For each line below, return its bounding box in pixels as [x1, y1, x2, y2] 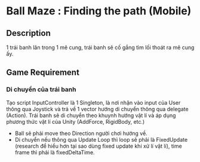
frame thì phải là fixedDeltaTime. [14, 148, 95, 156]
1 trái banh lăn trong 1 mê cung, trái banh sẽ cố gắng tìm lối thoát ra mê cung [6, 44, 195, 51]
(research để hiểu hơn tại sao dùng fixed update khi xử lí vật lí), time [14, 142, 182, 149]
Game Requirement [6, 68, 79, 78]
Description [6, 28, 51, 38]
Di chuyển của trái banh [6, 85, 76, 94]
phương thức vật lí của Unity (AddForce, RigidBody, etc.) [6, 118, 145, 125]
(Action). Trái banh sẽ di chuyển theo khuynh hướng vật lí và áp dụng [6, 112, 176, 119]
